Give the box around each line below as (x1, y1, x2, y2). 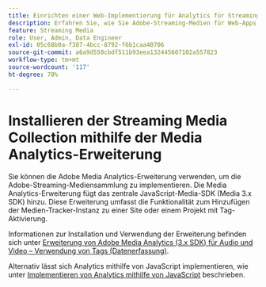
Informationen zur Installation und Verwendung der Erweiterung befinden (8, 229, 247, 239)
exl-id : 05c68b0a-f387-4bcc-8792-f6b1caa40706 (8, 41, 165, 49)
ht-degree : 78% (8, 71, 59, 78)
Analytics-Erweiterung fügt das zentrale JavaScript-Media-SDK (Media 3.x (8, 188, 252, 198)
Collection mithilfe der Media (8, 128, 203, 147)
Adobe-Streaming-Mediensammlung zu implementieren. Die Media (8, 180, 227, 189)
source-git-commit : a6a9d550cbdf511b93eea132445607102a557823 (8, 48, 218, 56)
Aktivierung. (8, 213, 48, 223)
